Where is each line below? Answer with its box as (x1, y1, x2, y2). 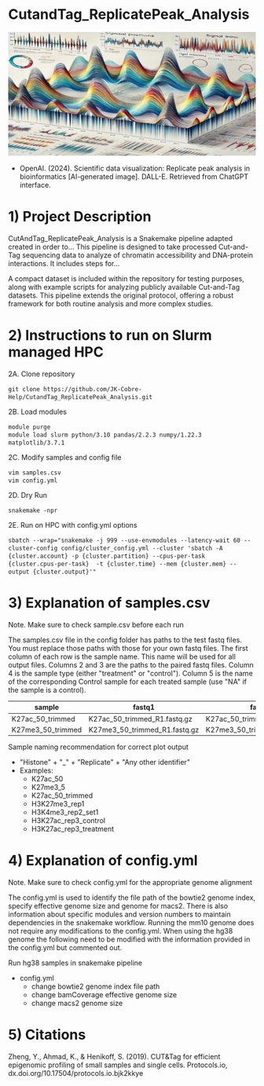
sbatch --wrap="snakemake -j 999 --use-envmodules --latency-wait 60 (8, 536, 241, 544)
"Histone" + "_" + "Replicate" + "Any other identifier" (19, 758, 191, 767)
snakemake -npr (8, 506, 58, 514)
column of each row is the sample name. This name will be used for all (8, 652, 236, 661)
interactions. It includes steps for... (8, 258, 120, 268)
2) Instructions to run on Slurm (8, 327, 212, 345)
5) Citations (8, 1026, 86, 1044)
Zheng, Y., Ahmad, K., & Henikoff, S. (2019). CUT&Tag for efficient (8, 1052, 221, 1062)
